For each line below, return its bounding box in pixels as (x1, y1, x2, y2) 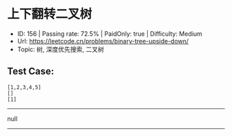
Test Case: (7, 66, 55, 77)
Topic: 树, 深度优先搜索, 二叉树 (17, 45, 105, 53)
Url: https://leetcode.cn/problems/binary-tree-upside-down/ (17, 37, 189, 45)
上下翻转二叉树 (7, 6, 93, 22)
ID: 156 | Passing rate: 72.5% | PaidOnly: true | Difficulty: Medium (17, 29, 202, 38)
